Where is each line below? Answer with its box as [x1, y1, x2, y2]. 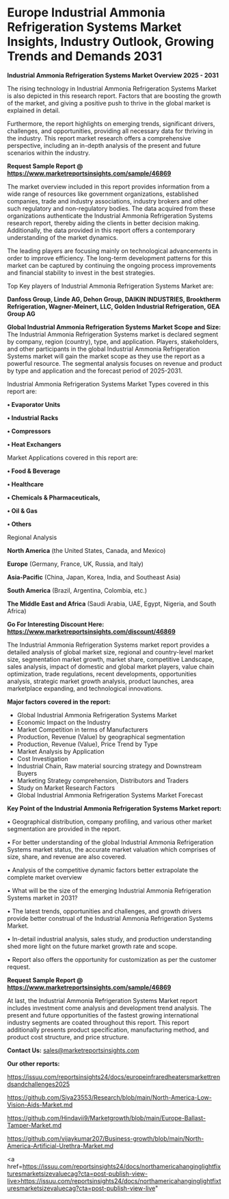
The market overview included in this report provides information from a [7, 182, 210, 190]
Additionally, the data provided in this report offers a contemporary [7, 226, 196, 234]
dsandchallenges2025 [7, 1080, 70, 1088]
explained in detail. [7, 106, 60, 114]
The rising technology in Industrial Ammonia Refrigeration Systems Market [7, 84, 217, 92]
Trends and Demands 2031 [7, 49, 163, 64]
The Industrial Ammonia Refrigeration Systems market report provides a [7, 641, 210, 649]
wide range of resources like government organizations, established [7, 190, 199, 198]
